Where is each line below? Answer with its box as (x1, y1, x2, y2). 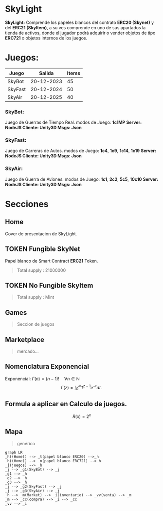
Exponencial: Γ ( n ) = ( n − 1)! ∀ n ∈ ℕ (5, 376, 80, 381)
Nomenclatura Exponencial (5, 362, 89, 371)
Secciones (5, 198, 49, 209)
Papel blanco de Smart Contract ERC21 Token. (5, 258, 98, 264)
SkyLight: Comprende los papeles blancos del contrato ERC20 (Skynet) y (5, 19, 154, 25)
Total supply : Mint (17, 294, 54, 300)
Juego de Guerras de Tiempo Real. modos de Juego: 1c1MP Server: (5, 119, 142, 125)
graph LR (5, 450, 23, 455)
